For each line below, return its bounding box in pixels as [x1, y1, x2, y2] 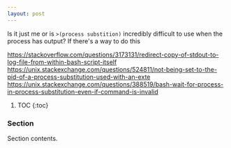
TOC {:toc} [17, 101, 49, 109]
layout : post [7, 10, 45, 17]
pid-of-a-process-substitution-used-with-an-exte [7, 73, 151, 81]
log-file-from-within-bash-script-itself [7, 57, 117, 66]
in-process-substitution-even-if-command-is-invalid [7, 87, 158, 96]
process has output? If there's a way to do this [7, 36, 141, 45]
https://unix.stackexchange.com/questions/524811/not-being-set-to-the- [7, 65, 218, 73]
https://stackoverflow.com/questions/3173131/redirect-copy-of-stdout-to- [7, 50, 219, 59]
